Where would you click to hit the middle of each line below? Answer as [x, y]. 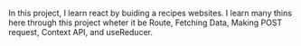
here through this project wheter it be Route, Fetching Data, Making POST [146, 23]
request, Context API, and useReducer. [80, 32]
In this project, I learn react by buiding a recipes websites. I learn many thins [150, 13]
